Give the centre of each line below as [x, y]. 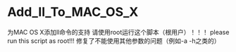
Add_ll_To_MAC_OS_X [73, 12]
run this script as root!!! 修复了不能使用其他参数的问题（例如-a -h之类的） [114, 41]
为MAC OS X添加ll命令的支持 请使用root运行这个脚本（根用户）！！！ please [118, 32]
